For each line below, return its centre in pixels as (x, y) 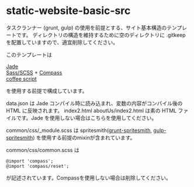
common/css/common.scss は (43, 150)
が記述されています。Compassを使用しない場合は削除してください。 (89, 178)
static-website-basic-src (68, 11)
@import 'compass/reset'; (37, 166)
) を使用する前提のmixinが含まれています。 (84, 137)
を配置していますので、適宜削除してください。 (62, 42)
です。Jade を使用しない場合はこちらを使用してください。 (86, 117)
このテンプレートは (29, 54)
